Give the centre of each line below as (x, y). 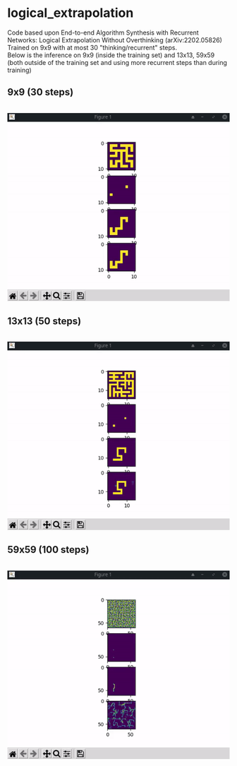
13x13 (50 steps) (44, 321)
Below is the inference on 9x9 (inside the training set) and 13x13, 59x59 (111, 55)
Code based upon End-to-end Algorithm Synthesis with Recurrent (103, 32)
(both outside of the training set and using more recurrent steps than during (117, 62)
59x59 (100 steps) (48, 550)
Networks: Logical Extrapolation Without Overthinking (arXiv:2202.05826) (115, 40)
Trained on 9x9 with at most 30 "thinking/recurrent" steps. (92, 47)
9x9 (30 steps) (41, 92)
